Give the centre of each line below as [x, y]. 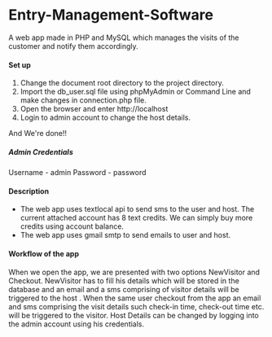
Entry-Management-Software [111, 15]
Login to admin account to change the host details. [105, 118]
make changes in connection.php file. [83, 100]
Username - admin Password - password [77, 173]
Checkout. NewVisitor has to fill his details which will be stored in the [124, 280]
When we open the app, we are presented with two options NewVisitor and [134, 272]
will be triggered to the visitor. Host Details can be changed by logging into [134, 315]
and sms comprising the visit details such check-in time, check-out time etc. [136, 306]
